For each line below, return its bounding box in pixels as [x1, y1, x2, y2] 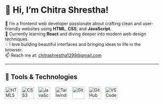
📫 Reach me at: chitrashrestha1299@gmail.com [5, 52, 102, 58]
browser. [5, 46, 23, 53]
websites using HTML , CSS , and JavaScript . [21, 25, 112, 31]
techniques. [5, 36, 29, 42]
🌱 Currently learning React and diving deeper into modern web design [5, 31, 146, 37]
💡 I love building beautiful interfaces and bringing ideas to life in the [5, 41, 141, 47]
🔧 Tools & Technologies [5, 73, 78, 81]
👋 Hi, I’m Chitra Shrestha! [5, 4, 109, 16]
